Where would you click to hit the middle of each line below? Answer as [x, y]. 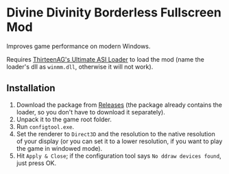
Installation [31, 88]
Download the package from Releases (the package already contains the [119, 105]
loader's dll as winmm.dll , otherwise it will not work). [80, 66]
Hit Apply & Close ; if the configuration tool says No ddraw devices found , [119, 156]
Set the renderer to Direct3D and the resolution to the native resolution [116, 134]
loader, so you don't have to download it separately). [91, 112]
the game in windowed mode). [59, 148]
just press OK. [36, 163]
